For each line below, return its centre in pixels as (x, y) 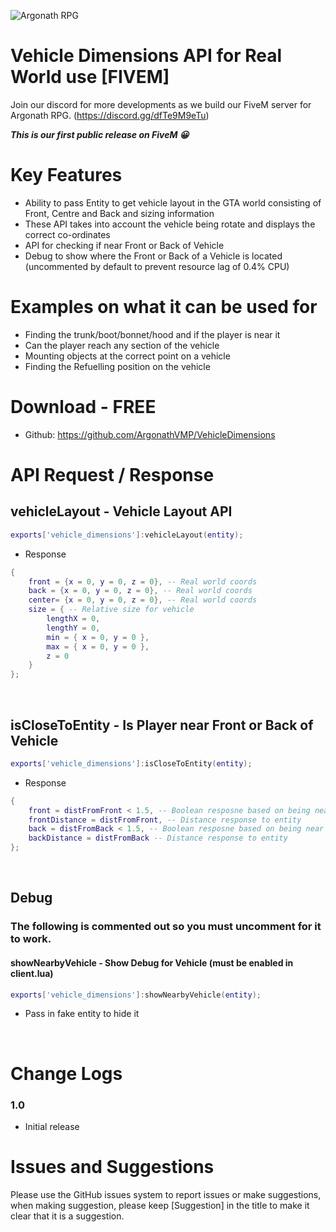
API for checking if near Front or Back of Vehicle (124, 245)
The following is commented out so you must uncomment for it (166, 927)
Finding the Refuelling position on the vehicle (117, 366)
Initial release (52, 1126)
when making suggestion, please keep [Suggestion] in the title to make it (160, 1205)
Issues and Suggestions (112, 1167)
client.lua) (32, 973)
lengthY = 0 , (73, 628)
